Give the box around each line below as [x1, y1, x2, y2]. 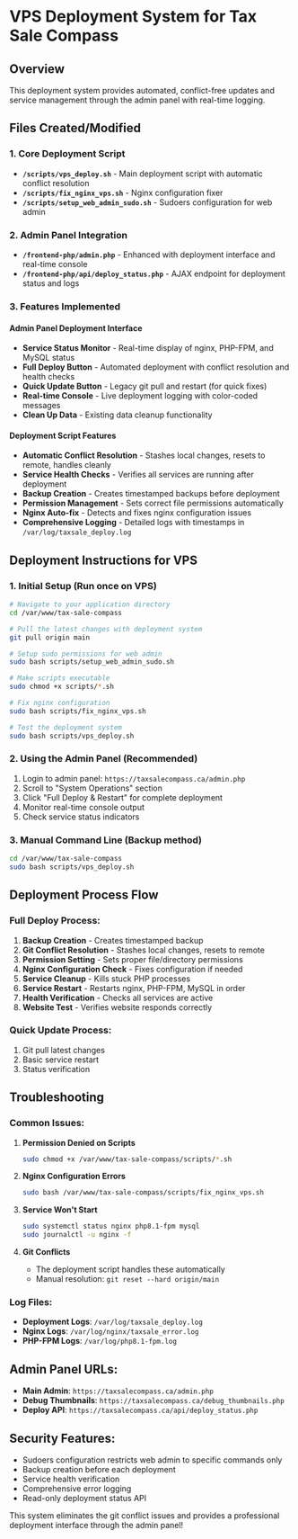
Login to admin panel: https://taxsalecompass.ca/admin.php [22, 773, 246, 783]
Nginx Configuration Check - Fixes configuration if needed [22, 963, 243, 974]
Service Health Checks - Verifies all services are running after [22, 470, 254, 480]
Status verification [22, 1063, 91, 1074]
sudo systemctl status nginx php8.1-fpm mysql [22, 1221, 200, 1231]
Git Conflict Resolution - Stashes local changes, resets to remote [22, 944, 265, 955]
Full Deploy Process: [9, 915, 101, 927]
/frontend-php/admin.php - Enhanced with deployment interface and [22, 249, 276, 260]
